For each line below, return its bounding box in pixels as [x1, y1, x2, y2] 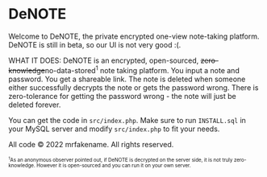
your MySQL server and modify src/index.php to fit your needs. [8, 124, 220, 134]
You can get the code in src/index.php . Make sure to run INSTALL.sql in [8, 115, 246, 125]
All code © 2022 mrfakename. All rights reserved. [8, 139, 174, 149]
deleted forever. [8, 100, 61, 109]
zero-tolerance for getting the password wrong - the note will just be [8, 91, 236, 101]
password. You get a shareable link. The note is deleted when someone [8, 74, 246, 84]
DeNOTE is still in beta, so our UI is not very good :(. [8, 39, 181, 49]
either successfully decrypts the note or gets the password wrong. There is [8, 82, 259, 93]
